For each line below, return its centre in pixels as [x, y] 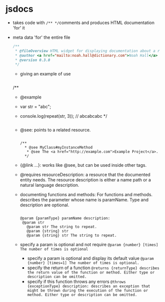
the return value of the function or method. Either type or [91, 273]
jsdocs [20, 9]
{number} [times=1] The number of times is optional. [83, 263]
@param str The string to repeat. [62, 227]
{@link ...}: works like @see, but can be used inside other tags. [83, 165]
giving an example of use [45, 74]
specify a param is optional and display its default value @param [91, 258]
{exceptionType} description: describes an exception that [89, 286]
